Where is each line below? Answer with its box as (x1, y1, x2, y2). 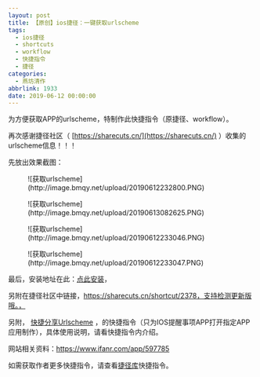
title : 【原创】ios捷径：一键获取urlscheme (8, 19, 139, 27)
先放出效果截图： (8, 158, 63, 167)
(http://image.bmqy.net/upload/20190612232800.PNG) (27, 183, 205, 192)
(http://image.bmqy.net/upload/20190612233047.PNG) (27, 258, 204, 268)
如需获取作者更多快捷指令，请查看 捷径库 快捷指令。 (8, 361, 173, 370)
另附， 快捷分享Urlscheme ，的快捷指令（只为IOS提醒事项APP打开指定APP (8, 317, 251, 327)
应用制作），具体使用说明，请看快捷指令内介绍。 (8, 328, 163, 337)
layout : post (8, 11, 51, 20)
